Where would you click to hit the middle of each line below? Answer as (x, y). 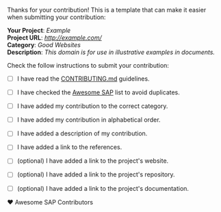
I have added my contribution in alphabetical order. (89, 120)
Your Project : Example (39, 30)
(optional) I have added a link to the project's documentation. (103, 188)
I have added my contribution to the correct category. (92, 106)
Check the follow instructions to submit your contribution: (88, 65)
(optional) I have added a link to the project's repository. (96, 174)
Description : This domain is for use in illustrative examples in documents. (111, 52)
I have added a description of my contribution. (82, 133)
